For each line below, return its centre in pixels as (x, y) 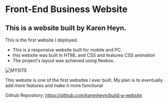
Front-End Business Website (67, 9)
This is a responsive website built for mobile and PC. (67, 50)
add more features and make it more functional (54, 85)
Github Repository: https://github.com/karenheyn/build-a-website (74, 95)
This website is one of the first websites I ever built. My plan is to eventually (84, 80)
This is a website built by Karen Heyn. (66, 28)
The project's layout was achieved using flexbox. (64, 61)
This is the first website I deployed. (42, 40)
